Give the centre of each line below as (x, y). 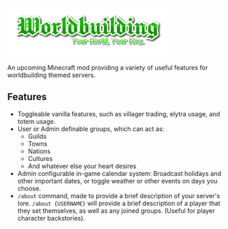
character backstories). (51, 218)
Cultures (40, 158)
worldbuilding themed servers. (52, 75)
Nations (39, 151)
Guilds (37, 136)
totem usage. (36, 121)
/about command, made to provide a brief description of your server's (119, 195)
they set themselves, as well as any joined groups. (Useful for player (116, 210)
